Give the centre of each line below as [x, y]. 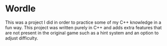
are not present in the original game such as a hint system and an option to [82, 33]
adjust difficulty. [22, 38]
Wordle [20, 9]
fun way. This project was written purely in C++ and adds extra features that [83, 27]
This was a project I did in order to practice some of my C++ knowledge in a [83, 22]
